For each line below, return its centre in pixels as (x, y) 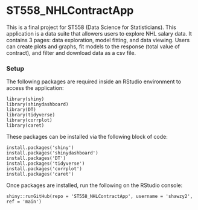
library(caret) (25, 126)
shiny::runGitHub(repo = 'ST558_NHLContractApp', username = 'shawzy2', (100, 197)
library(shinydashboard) (37, 104)
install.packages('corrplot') (44, 169)
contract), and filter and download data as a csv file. (71, 52)
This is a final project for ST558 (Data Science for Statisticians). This (91, 27)
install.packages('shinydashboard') (52, 153)
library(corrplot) (29, 120)
